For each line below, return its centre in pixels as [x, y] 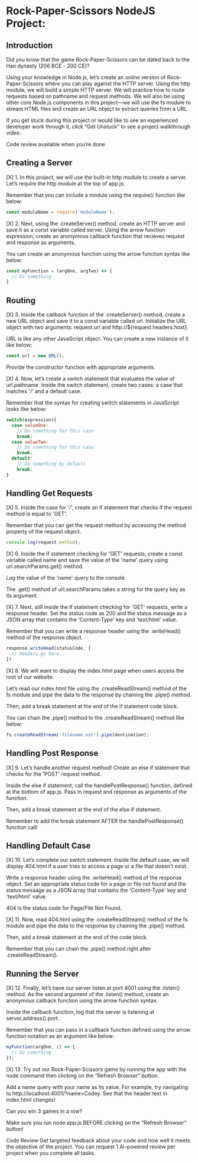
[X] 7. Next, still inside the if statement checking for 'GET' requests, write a [97, 607]
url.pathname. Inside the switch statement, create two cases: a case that [95, 385]
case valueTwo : [30, 442]
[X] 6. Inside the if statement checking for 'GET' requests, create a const [95, 554]
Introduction [30, 45]
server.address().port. [33, 1018]
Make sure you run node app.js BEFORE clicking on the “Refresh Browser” [97, 1122]
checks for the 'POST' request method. [54, 773]
